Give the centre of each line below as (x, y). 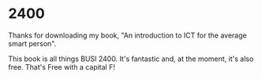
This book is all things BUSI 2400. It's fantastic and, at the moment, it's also (131, 59)
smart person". (32, 43)
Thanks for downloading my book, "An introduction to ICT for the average (127, 35)
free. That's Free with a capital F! (62, 66)
